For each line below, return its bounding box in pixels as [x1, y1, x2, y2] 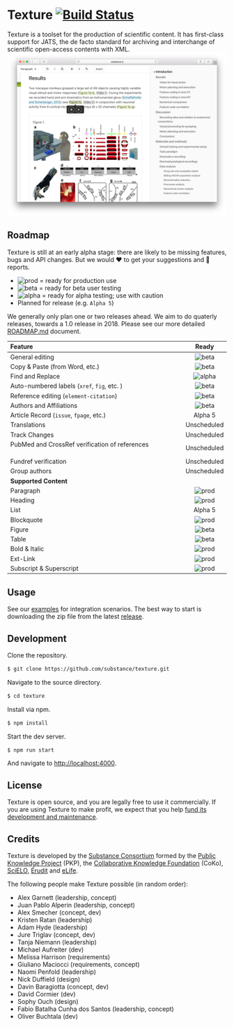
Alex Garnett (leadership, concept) [17, 894, 117, 902]
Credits [7, 833, 40, 845]
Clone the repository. [7, 650, 68, 660]
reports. [7, 263, 30, 271]
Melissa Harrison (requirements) [17, 953, 110, 961]
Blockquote [10, 516, 43, 524]
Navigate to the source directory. [7, 678, 102, 686]
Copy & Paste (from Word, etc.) [10, 362, 100, 370]
